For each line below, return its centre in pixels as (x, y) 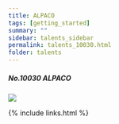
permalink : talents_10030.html (60, 45)
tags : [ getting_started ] (49, 23)
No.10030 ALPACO (40, 78)
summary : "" (28, 30)
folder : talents (35, 52)
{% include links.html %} (48, 113)
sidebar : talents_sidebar (51, 38)
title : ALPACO (32, 15)
